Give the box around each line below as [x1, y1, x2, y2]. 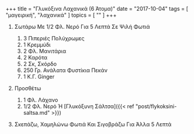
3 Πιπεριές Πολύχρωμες [23, 35, 85, 41]
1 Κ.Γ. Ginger [23, 73, 55, 80]
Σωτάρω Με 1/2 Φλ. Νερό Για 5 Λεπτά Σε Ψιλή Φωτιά [14, 23, 150, 30]
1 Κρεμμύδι [23, 41, 51, 48]
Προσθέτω [14, 85, 41, 92]
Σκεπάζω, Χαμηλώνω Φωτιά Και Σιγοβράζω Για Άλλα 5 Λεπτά [14, 121, 172, 128]
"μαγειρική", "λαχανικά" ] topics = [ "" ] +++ [5, 11, 117, 19]
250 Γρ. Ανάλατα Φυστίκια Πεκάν [23, 67, 108, 74]
